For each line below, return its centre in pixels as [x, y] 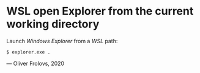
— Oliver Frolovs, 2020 [35, 63]
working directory [53, 24]
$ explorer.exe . [28, 52]
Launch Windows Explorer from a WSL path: [62, 41]
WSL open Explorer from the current [100, 11]
